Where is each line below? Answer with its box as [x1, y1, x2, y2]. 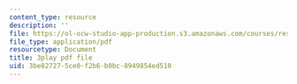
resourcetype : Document [9, 45, 97, 54]
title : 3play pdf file [9, 53, 93, 62]
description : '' [9, 21, 69, 30]
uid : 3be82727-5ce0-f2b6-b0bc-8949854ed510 [9, 62, 172, 71]
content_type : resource [9, 12, 97, 22]
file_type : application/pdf [9, 37, 113, 46]
